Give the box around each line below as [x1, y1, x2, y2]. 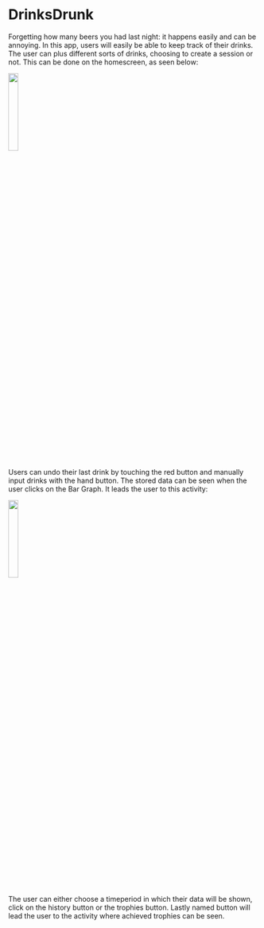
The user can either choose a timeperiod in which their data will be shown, [8, 894, 253, 903]
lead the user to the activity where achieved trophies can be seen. [8, 911, 225, 920]
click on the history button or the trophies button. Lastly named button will [8, 903, 250, 912]
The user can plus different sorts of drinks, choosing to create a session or [8, 49, 253, 58]
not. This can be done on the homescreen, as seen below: [8, 57, 199, 67]
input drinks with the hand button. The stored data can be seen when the [8, 476, 247, 485]
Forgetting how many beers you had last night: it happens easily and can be [8, 32, 257, 41]
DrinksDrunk [8, 6, 94, 24]
